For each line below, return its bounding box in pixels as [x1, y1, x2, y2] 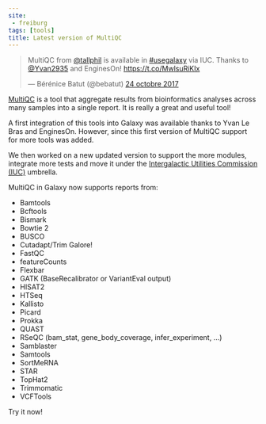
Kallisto [19, 299, 44, 309]
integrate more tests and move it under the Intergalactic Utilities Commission [8, 159, 258, 169]
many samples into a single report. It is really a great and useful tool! [8, 103, 231, 113]
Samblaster [19, 342, 57, 351]
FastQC [19, 249, 45, 258]
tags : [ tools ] [8, 26, 55, 34]
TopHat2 [19, 375, 49, 384]
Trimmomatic [19, 384, 63, 393]
